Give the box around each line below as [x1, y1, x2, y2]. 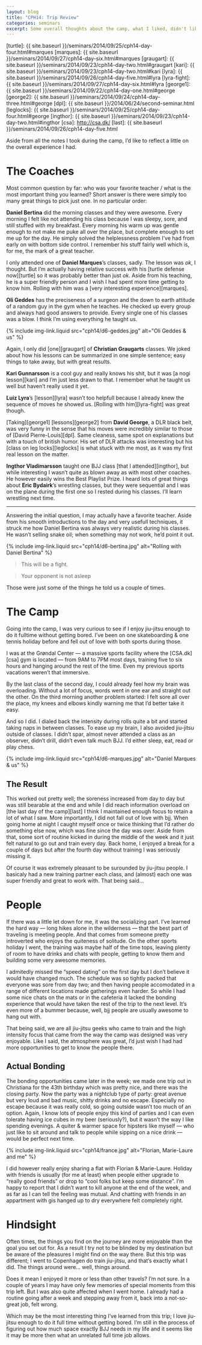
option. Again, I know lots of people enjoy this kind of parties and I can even [6, 1109, 194, 1117]
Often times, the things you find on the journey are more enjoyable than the [6, 1238, 192, 1245]
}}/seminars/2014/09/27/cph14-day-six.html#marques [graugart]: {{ [6, 55, 174, 62]
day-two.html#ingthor [6, 119, 60, 127]
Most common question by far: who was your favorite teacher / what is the [6, 184, 191, 192]
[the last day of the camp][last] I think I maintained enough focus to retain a [6, 807, 193, 815]
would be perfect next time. [6, 1135, 75, 1142]
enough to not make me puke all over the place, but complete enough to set [6, 228, 194, 236]
